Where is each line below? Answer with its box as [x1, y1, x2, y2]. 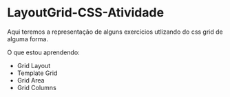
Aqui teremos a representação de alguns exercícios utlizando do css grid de [7, 28, 223, 36]
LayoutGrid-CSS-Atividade [7, 5, 164, 21]
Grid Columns [17, 83, 56, 91]
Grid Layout [17, 61, 50, 69]
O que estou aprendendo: [7, 48, 81, 56]
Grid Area [17, 76, 45, 84]
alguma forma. [7, 34, 48, 43]
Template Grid [17, 69, 58, 77]
